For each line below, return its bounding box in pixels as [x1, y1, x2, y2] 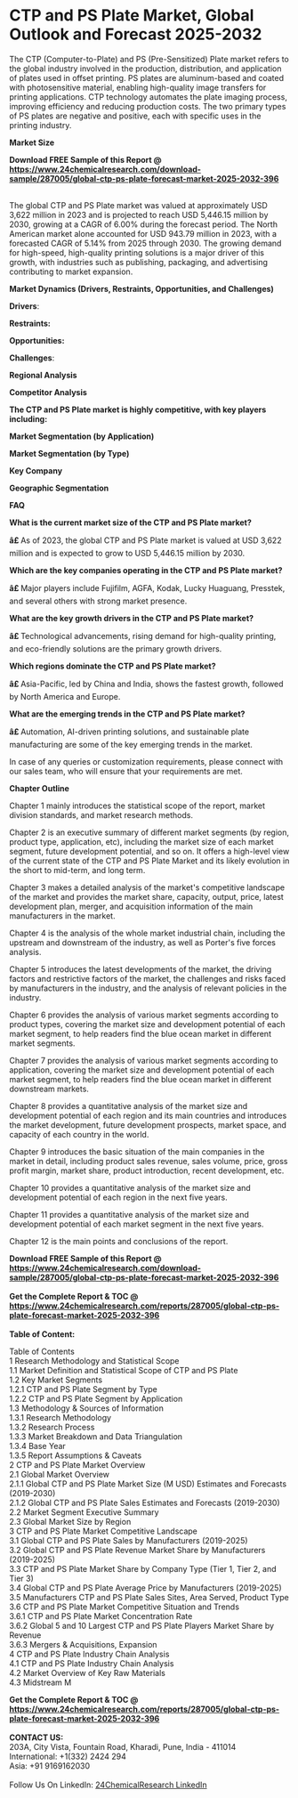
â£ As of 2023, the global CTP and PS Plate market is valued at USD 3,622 [9, 535, 282, 546]
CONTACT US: [9, 1732, 64, 1743]
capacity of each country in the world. [9, 1129, 149, 1139]
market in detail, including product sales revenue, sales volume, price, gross [9, 1155, 288, 1166]
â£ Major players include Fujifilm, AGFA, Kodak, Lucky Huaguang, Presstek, [9, 582, 286, 593]
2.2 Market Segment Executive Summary [9, 1506, 159, 1518]
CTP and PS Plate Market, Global [9, 5, 254, 26]
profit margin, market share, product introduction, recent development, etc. [9, 1165, 285, 1176]
